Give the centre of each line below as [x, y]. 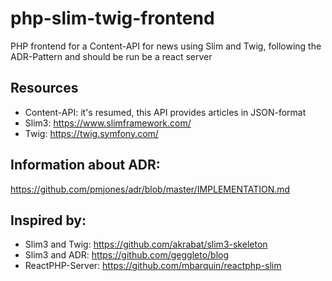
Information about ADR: [85, 165]
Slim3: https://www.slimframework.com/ [108, 123]
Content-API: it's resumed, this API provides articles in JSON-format [165, 112]
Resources [44, 88]
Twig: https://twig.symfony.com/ [91, 133]
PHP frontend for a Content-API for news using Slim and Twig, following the [166, 46]
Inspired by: [48, 220]
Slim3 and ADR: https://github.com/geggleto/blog [127, 255]
